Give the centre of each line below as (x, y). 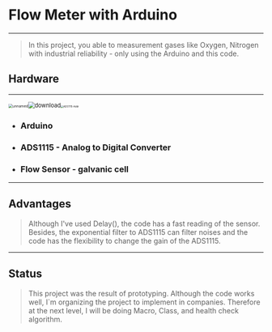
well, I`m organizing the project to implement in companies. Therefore (144, 302)
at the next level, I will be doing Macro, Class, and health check (133, 310)
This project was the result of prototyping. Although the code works (141, 293)
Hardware (34, 79)
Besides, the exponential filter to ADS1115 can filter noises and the (138, 232)
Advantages (40, 204)
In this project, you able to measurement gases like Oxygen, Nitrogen (143, 45)
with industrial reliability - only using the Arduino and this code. (134, 53)
